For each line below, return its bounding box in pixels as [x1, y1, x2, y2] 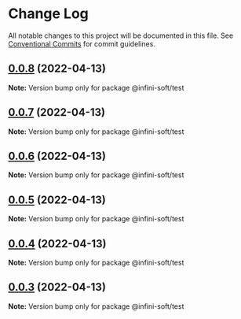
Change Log [8, 5, 89, 23]
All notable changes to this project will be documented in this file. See [8, 31, 234, 40]
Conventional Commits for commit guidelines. [8, 39, 155, 48]
